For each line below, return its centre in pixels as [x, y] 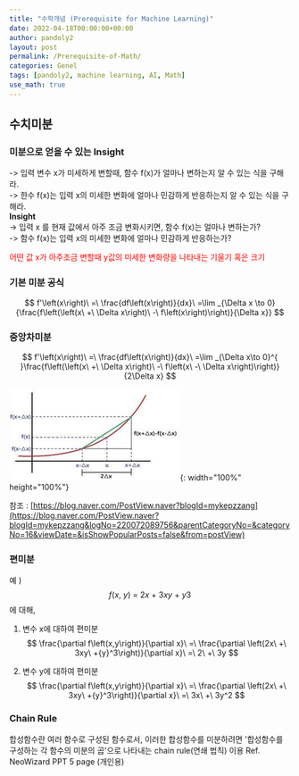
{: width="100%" [211, 478]
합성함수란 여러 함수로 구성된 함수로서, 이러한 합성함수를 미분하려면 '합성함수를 [146, 739]
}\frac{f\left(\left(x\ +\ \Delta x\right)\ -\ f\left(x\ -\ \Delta [123, 367]
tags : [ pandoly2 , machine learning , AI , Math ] [97, 76]
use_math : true [37, 85]
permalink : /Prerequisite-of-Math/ [75, 57]
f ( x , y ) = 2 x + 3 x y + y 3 [150, 595]
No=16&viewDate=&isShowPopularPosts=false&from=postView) [127, 535]
